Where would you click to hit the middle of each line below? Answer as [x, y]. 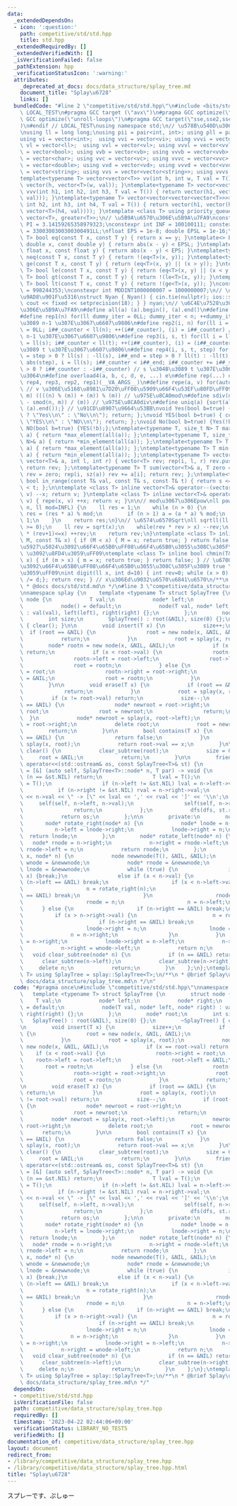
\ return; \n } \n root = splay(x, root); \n [118, 1093]
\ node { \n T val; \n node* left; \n [107, 599]
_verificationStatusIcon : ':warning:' [71, 73]
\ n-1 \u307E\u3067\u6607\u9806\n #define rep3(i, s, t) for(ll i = [121, 336]
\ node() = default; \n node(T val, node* [116, 606]
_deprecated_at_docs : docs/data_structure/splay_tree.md [105, 86]
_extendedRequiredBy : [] [50, 47]
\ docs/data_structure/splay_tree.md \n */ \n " [88, 981]
